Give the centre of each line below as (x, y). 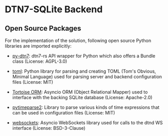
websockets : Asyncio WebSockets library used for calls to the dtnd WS (87, 123)
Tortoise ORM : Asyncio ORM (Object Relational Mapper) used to (80, 92)
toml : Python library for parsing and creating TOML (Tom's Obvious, (84, 71)
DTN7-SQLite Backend (54, 9)
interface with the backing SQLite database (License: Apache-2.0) (82, 97)
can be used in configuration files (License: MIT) (63, 113)
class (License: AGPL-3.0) (40, 61)
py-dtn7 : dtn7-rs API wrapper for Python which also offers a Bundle (84, 56)
